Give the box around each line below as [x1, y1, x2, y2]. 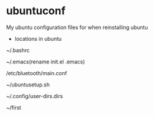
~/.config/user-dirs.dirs [6, 92, 63, 99]
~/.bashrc [6, 46, 30, 54]
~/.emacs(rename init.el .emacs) [6, 58, 85, 65]
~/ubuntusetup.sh [6, 81, 50, 88]
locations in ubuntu [14, 35, 62, 42]
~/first [6, 104, 22, 111]
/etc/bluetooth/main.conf [6, 69, 67, 76]
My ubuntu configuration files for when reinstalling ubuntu [6, 24, 148, 31]
